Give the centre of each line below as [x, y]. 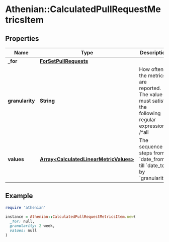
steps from [152, 153]
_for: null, [22, 221]
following [150, 113]
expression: [153, 126]
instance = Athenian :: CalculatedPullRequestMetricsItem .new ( [71, 217]
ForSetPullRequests [64, 61]
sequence [151, 147]
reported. [150, 88]
